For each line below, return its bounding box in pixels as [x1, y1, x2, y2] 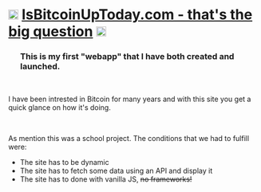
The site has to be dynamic [19, 158, 109, 167]
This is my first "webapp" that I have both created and [19, 51, 235, 62]
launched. [19, 61, 61, 72]
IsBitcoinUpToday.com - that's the [21, 6, 253, 24]
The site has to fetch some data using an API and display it [19, 166, 213, 176]
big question [8, 22, 93, 41]
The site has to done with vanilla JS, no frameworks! [19, 174, 192, 184]
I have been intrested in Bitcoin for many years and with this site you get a [8, 94, 251, 104]
